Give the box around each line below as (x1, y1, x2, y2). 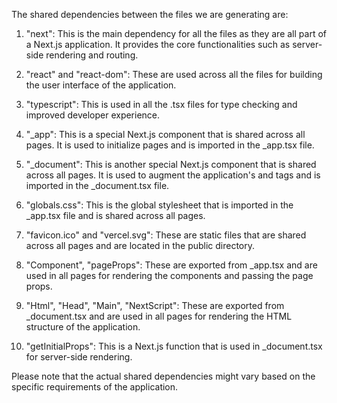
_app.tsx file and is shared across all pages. (25, 210, 206, 221)
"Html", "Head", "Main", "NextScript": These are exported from (25, 300, 285, 311)
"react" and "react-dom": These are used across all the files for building (25, 69, 323, 80)
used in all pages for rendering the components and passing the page (25, 270, 314, 281)
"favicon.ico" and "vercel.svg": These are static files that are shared (25, 229, 307, 241)
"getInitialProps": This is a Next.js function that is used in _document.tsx (25, 340, 323, 352)
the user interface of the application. (25, 79, 177, 91)
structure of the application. (25, 321, 141, 333)
